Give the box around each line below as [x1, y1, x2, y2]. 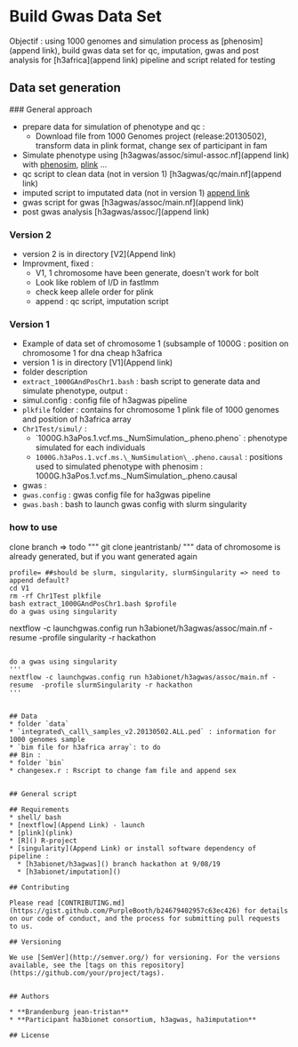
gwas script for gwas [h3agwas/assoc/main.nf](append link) [21, 197, 245, 207]
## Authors [9, 992, 50, 1001]
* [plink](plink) [9, 828, 74, 837]
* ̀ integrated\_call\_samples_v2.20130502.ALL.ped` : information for [9, 727, 277, 736]
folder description [21, 366, 88, 377]
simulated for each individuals [35, 442, 146, 453]
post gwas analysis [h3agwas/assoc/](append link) [21, 206, 210, 217]
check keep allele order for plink [35, 286, 154, 297]
